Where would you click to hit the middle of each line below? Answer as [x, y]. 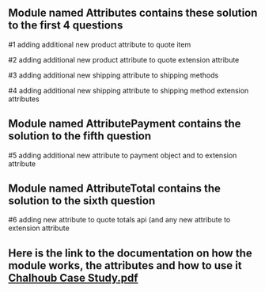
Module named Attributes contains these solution [133, 13]
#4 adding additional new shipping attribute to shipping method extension [129, 90]
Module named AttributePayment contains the [125, 124]
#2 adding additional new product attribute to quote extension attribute [124, 59]
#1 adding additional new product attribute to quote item [100, 44]
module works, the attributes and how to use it [125, 265]
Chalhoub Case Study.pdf [73, 277]
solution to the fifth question [80, 137]
